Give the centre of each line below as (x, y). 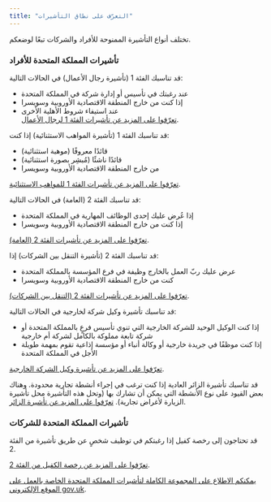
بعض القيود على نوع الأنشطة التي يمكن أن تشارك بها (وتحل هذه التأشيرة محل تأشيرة (136, 393)
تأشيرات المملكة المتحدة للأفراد (64, 60)
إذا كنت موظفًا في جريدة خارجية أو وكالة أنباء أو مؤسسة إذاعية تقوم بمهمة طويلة (141, 344)
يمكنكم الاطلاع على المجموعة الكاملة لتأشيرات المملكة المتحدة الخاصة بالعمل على (133, 481)
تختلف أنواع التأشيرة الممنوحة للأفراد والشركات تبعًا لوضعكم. (100, 39)
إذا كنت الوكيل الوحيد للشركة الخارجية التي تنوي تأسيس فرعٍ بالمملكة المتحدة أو (140, 327)
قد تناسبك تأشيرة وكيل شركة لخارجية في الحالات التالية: (93, 311)
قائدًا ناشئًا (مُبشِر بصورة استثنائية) (71, 159)
